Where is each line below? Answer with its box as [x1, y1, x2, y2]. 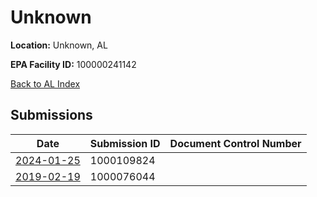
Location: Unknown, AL [10, 39, 108, 51]
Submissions [10, 107, 93, 124]
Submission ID [89, 136, 161, 150]
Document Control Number [169, 136, 302, 150]
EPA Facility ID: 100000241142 [10, 58, 137, 70]
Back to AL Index [10, 77, 81, 90]
